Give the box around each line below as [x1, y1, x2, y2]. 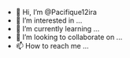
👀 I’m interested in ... [15, 16, 83, 25]
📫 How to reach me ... [15, 42, 89, 50]
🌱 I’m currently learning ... [15, 24, 100, 33]
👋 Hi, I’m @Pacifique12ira [15, 8, 97, 16]
